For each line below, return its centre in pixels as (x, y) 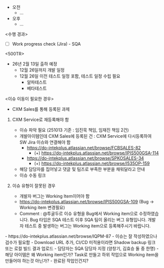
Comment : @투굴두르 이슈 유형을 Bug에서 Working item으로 (79, 214)
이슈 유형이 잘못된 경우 (34, 186)
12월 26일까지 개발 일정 (42, 70)
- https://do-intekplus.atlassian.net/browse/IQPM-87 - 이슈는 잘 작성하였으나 (81, 236)
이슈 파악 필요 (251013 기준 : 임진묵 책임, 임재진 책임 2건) (74, 130)
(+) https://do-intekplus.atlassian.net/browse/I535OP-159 (92, 164)
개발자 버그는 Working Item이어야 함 (54, 196)
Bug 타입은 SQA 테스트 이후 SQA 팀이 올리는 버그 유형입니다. (88, 220)
